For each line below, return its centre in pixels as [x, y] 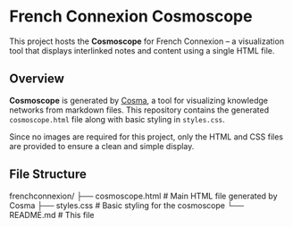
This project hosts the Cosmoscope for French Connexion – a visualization [146, 41]
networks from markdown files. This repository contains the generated [139, 110]
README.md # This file [52, 214]
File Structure [48, 175]
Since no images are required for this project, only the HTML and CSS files [146, 137]
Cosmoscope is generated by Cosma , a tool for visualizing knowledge [138, 100]
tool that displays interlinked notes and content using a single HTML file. [142, 50]
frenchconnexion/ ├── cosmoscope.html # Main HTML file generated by [144, 196]
